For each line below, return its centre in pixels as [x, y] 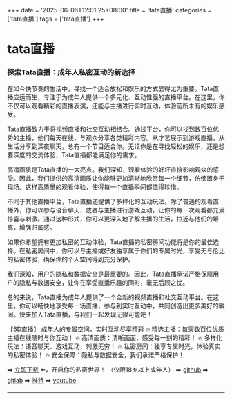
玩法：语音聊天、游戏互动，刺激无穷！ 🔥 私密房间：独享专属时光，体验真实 [114, 346]
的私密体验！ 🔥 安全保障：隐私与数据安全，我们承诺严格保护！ [96, 355]
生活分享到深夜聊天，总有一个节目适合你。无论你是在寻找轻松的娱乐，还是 [113, 146]
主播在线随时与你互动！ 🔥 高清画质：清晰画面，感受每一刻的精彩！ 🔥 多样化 [115, 338]
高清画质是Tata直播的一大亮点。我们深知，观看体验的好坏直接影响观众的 [110, 170]
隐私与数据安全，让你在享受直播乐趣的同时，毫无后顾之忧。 [104, 283]
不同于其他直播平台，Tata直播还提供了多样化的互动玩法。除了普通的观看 [110, 201]
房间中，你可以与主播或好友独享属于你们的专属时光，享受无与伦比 [131, 251]
